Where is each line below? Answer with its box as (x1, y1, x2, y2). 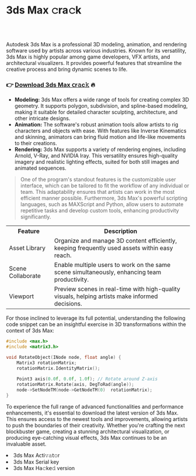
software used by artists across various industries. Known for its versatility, (6, 47, 187, 54)
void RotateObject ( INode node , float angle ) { (6, 354, 121, 360)
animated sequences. (14, 165, 66, 172)
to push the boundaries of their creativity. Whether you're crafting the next (6, 422, 185, 429)
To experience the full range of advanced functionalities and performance (6, 403, 184, 410)
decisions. (54, 300, 83, 308)
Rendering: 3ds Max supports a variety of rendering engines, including (14, 146, 186, 153)
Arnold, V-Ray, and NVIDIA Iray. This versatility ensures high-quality (14, 152, 178, 159)
